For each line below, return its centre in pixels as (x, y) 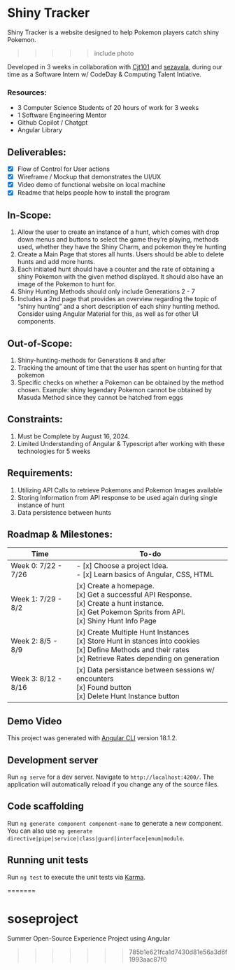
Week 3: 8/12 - (37, 679)
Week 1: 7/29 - (37, 599)
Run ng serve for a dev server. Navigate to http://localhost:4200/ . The (111, 777)
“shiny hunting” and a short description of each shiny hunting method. (119, 307)
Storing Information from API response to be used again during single (117, 497)
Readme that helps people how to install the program (93, 193)
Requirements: (40, 473)
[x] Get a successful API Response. (134, 595)
